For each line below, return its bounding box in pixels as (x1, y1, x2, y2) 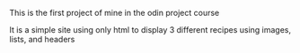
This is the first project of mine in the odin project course (9, 8, 220, 18)
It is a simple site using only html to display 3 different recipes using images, (9, 25, 292, 34)
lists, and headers (9, 34, 75, 44)
